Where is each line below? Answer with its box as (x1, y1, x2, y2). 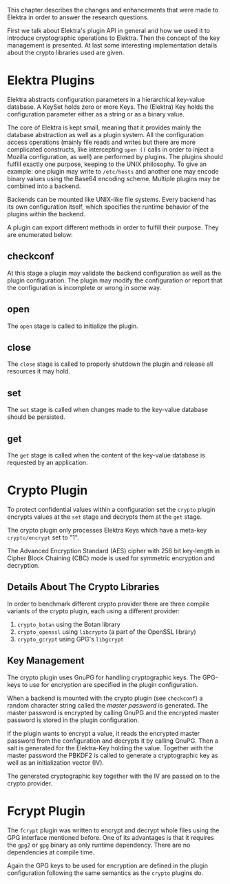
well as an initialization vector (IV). (7, 758, 105, 767)
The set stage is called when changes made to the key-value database (7, 406, 209, 414)
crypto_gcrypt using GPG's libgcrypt (17, 635, 124, 643)
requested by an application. (7, 458, 88, 466)
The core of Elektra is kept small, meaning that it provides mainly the (7, 123, 202, 132)
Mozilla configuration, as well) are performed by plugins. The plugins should (7, 152, 224, 161)
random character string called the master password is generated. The (7, 701, 209, 709)
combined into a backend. (7, 182, 81, 190)
